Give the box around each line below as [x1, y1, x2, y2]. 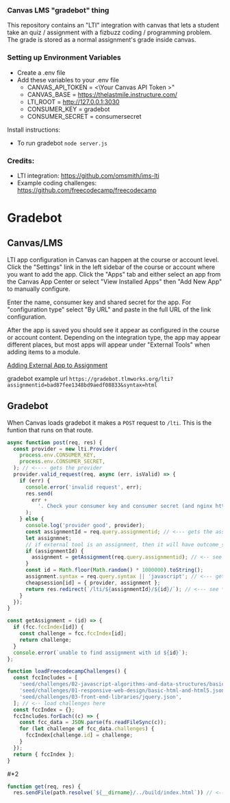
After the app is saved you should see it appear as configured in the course [7, 325, 220, 334]
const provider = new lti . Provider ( [13, 445, 118, 452]
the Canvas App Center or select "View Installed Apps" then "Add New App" [7, 277, 222, 286]
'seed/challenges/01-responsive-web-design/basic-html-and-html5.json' [19, 687, 228, 695]
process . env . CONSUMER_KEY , [19, 452, 97, 458]
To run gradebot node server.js [16, 139, 108, 147]
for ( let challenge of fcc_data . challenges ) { [19, 725, 155, 732]
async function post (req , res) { [7, 439, 103, 446]
